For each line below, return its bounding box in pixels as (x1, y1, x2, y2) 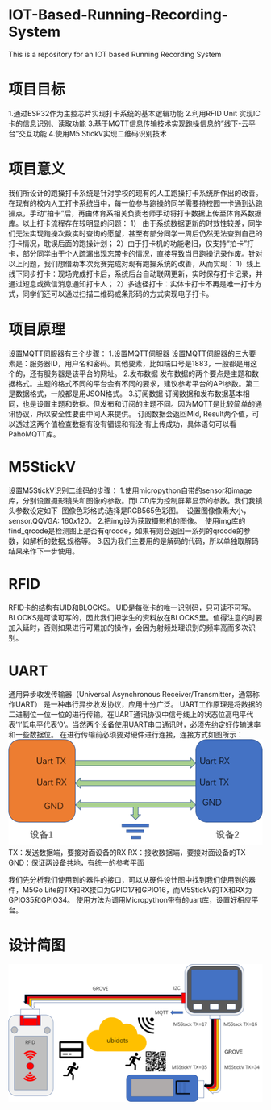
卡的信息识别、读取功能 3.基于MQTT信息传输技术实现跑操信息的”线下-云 (8, 119, 248, 128)
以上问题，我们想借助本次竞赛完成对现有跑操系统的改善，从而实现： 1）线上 (8, 258, 261, 268)
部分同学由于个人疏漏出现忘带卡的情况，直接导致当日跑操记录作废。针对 (22, 248, 263, 258)
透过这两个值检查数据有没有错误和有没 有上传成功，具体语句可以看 (15, 419, 236, 428)
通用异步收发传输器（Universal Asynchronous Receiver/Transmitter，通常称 (8, 689, 261, 699)
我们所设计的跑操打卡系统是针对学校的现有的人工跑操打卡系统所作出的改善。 (8, 188, 263, 198)
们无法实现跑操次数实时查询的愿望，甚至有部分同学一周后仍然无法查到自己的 (8, 228, 263, 238)
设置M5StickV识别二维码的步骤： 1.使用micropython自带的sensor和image (8, 486, 252, 495)
